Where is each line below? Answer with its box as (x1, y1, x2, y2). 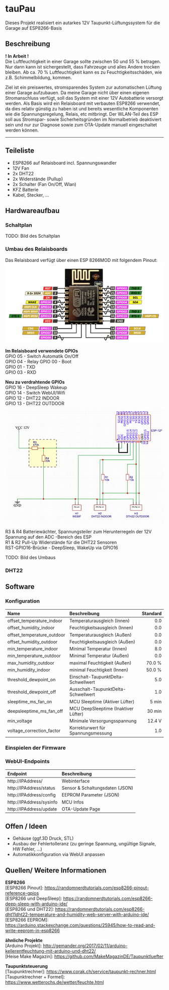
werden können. (5, 127, 39, 133)
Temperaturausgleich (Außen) (69, 632, 132, 638)
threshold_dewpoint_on (7, 676, 56, 683)
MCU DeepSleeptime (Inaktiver (69, 705, 134, 711)
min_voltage (7, 718, 33, 724)
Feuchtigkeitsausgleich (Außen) (69, 638, 136, 645)
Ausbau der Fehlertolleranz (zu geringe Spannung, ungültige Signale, (12, 841, 156, 847)
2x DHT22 (12, 170, 34, 176)
